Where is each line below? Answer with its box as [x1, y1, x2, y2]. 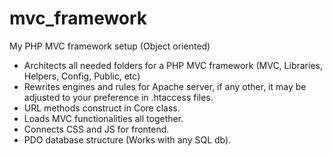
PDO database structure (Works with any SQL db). [23, 133, 232, 146]
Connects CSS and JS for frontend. [23, 123, 170, 135]
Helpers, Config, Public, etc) [23, 70, 141, 82]
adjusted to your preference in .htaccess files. [23, 91, 214, 103]
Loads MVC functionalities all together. [23, 112, 184, 124]
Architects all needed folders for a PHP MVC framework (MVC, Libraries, [23, 59, 323, 71]
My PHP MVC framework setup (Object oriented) [9, 40, 211, 52]
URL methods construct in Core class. [23, 102, 181, 114]
